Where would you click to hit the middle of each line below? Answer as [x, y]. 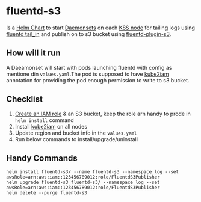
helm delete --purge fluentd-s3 [47, 193]
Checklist [25, 99]
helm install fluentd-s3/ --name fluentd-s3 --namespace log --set [93, 172]
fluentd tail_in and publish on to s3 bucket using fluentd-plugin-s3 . [89, 34]
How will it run [34, 53]
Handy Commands [42, 158]
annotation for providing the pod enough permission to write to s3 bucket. [98, 80]
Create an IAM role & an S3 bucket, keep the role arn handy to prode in [103, 114]
